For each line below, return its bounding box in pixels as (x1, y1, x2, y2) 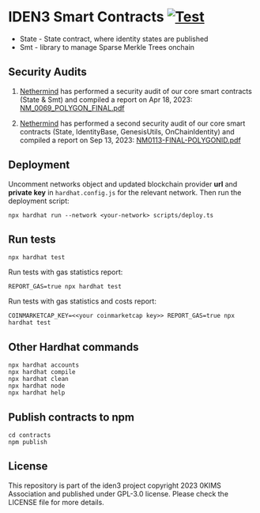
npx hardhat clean (8, 375, 69, 383)
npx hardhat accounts (8, 361, 80, 369)
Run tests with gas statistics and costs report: (8, 296, 156, 306)
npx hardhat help (8, 389, 66, 397)
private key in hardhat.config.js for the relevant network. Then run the (8, 187, 242, 197)
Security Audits (8, 66, 87, 79)
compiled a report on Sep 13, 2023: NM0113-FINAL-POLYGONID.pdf (19, 135, 241, 145)
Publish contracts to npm (8, 410, 135, 424)
